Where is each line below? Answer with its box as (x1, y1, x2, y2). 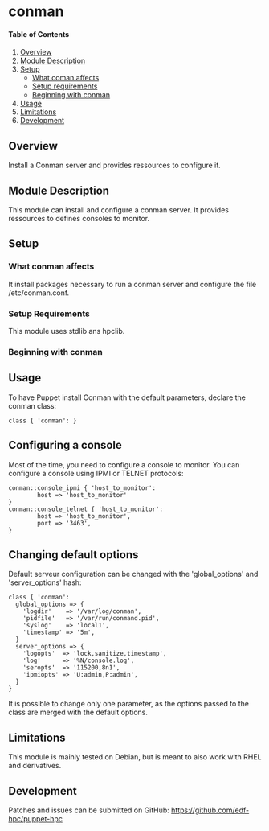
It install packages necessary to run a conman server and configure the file (8, 279, 257, 289)
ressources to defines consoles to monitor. (8, 214, 150, 224)
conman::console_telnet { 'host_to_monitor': (8, 505, 163, 513)
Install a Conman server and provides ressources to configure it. (8, 160, 221, 171)
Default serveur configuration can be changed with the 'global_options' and (8, 570, 259, 579)
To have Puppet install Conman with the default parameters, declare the (8, 393, 247, 402)
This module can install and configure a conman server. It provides (8, 205, 229, 215)
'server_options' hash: (8, 578, 82, 587)
